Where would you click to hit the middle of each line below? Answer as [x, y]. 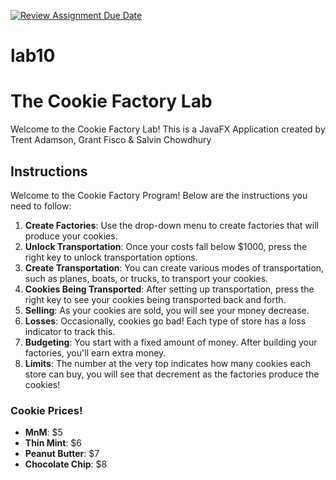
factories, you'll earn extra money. [95, 352]
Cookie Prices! [46, 410]
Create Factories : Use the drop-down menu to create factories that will [171, 225]
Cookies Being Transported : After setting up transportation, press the [169, 289]
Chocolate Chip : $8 [66, 464]
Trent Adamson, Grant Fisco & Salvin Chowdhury [111, 140]
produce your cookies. [71, 236]
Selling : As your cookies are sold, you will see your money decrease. [167, 310]
